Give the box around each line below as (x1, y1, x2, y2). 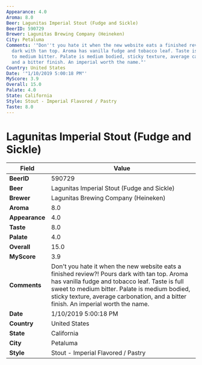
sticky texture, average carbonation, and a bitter (50, 292, 187, 301)
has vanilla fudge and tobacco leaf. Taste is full (50, 277, 184, 286)
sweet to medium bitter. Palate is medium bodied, (50, 285, 191, 293)
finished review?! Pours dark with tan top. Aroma (50, 270, 188, 278)
